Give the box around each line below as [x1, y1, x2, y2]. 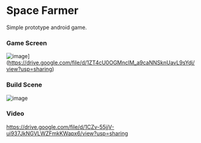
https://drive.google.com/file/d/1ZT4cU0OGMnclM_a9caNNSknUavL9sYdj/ [8, 59, 196, 67]
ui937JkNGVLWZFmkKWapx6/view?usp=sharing [6, 130, 129, 137]
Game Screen [6, 39, 47, 47]
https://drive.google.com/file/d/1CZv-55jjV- [6, 123, 114, 130]
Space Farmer [6, 4, 79, 18]
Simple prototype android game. [6, 24, 87, 31]
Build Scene [6, 81, 43, 89]
